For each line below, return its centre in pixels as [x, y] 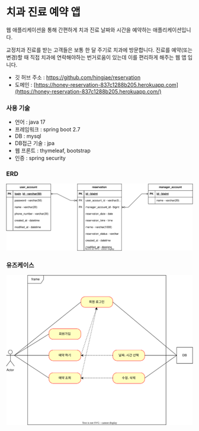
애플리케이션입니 [172, 30]
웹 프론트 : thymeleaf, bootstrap [52, 151]
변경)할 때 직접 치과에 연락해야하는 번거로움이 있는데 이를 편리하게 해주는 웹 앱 [96, 57]
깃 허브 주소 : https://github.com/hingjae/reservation [78, 77]
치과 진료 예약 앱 [44, 12]
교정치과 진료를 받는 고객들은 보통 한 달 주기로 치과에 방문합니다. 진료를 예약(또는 [99, 50]
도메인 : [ [25, 84]
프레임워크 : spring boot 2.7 [47, 130]
